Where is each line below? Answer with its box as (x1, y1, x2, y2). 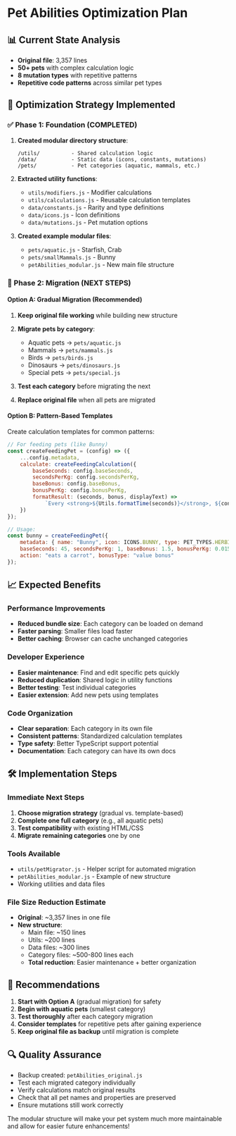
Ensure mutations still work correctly (17, 1101, 124, 1109)
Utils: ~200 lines (27, 936, 76, 944)
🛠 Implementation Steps (7, 768, 117, 780)
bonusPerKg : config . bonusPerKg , (32, 487, 128, 494)
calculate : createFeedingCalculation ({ (20, 460, 137, 468)
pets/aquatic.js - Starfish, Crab (27, 245, 122, 254)
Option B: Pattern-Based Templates (7, 412, 113, 420)
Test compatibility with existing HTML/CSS (17, 823, 144, 832)
